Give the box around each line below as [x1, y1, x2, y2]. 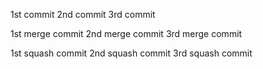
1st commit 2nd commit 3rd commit [10, 9, 156, 20]
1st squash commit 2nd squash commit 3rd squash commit [10, 47, 253, 59]
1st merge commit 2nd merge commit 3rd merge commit [10, 28, 243, 39]
